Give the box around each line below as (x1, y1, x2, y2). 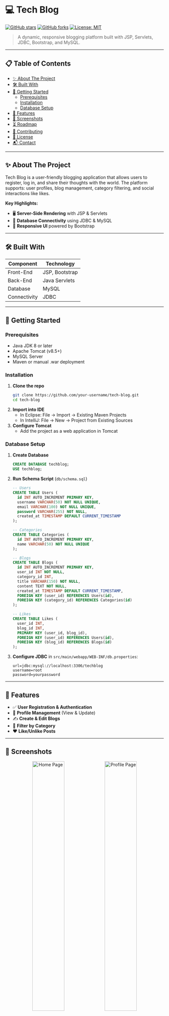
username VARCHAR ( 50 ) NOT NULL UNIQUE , (17, 499, 101, 504)
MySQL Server (12, 353, 43, 359)
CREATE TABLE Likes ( (12, 616, 58, 622)
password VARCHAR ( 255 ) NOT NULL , (17, 509, 88, 514)
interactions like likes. (5, 190, 50, 196)
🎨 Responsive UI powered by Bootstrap (12, 223, 95, 229)
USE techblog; (12, 467, 42, 472)
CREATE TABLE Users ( (12, 490, 58, 495)
